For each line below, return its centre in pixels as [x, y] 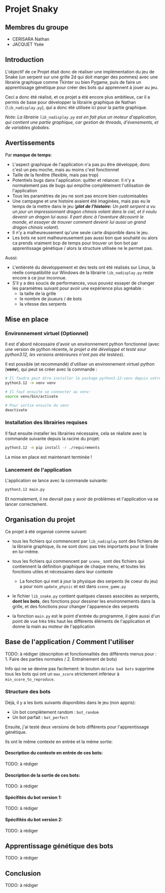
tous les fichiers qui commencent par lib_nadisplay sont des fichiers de [85, 541]
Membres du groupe [37, 27]
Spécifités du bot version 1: [34, 797]
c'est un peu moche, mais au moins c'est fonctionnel [66, 170]
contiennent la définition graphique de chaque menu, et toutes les [79, 566]
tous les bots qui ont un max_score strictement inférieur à [62, 674]
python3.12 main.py [25, 490]
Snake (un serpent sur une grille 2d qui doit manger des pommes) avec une [82, 77]
